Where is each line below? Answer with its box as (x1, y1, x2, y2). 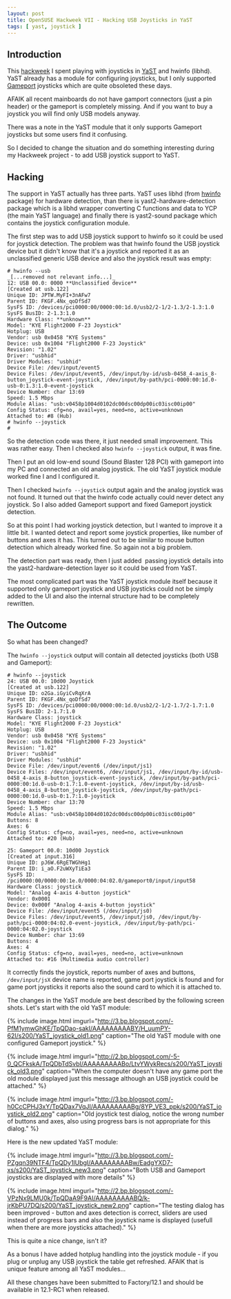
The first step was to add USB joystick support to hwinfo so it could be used (7, 232, 223, 240)
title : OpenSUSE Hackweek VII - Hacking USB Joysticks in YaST (7, 17, 193, 23)
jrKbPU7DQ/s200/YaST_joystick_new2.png (7, 1201, 130, 1209)
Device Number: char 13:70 (7, 799, 85, 806)
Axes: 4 (7, 944, 30, 951)
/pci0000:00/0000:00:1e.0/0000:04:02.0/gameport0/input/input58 (7, 877, 196, 884)
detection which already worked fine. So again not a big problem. (7, 543, 193, 551)
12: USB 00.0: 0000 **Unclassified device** (7, 280, 137, 287)
